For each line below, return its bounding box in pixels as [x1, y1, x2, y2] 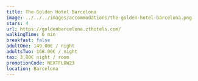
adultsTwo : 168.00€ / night [6, 49, 78, 55]
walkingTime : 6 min [6, 32, 56, 38]
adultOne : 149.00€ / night [6, 43, 75, 49]
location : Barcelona [6, 65, 59, 72]
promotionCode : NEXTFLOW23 [6, 60, 75, 66]
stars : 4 [6, 20, 29, 26]
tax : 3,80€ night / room [6, 54, 69, 60]
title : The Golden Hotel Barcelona [6, 9, 97, 15]
